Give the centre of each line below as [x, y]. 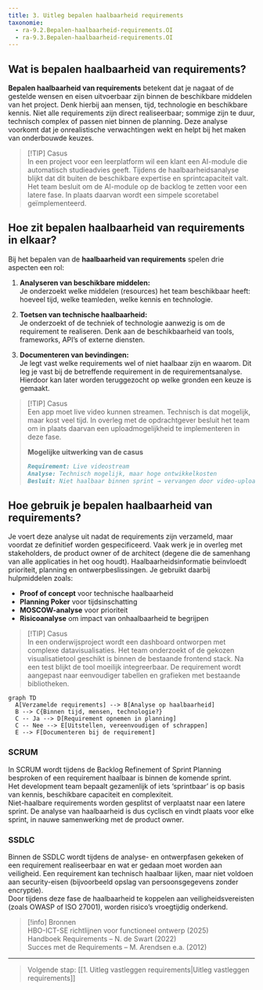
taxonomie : [26, 23]
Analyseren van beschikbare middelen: [85, 283]
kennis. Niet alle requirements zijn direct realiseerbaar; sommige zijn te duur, [131, 113]
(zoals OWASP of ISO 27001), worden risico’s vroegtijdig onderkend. [118, 907]
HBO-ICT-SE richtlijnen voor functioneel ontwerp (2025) [118, 930]
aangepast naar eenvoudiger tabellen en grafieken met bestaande [134, 675]
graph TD [22, 698]
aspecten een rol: [36, 267]
